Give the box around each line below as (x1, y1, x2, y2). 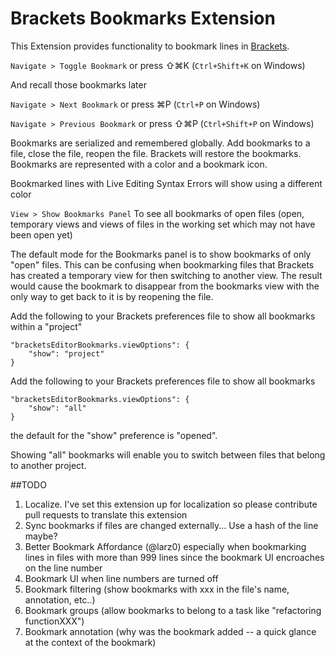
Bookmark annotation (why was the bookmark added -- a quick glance (24, 625, 317, 637)
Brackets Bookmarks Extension (10, 7, 276, 30)
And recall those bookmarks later (10, 78, 147, 91)
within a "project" (10, 320, 83, 332)
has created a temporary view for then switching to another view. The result (10, 269, 323, 281)
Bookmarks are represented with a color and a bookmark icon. (10, 158, 268, 170)
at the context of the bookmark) (24, 636, 157, 648)
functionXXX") (24, 615, 85, 627)
